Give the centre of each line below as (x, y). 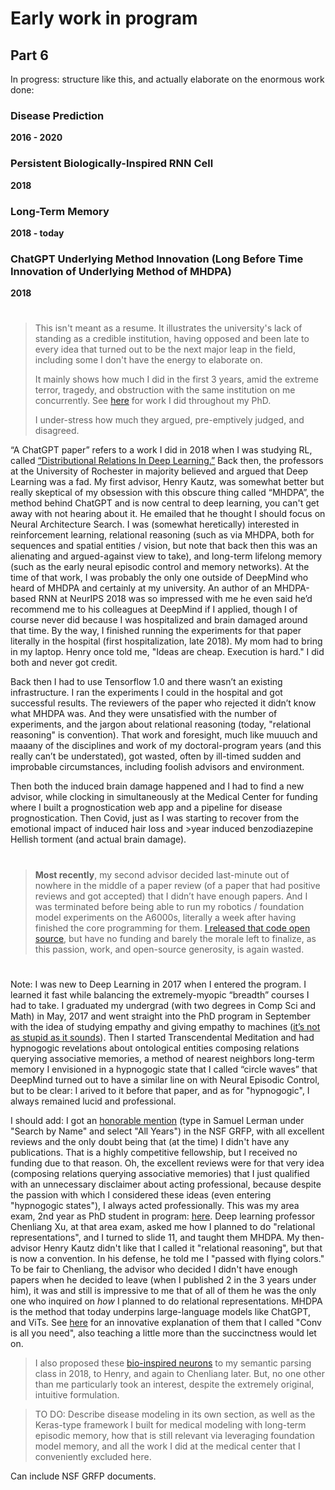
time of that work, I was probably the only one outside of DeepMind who (159, 578)
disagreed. (57, 431)
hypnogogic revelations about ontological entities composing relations (155, 1048)
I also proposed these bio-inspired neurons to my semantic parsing (173, 1363)
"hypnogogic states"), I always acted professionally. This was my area (155, 1205)
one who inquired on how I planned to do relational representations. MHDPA (166, 1301)
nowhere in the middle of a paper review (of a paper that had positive (177, 885)
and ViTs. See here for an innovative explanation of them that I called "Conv (166, 1322)
